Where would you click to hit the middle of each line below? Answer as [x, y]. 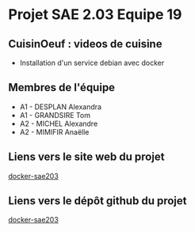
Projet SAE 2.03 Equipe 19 [95, 15]
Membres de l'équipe [62, 87]
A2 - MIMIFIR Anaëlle [54, 131]
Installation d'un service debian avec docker [92, 63]
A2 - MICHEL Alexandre [59, 124]
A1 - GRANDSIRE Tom [55, 115]
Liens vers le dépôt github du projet [97, 201]
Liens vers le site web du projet [86, 157]
